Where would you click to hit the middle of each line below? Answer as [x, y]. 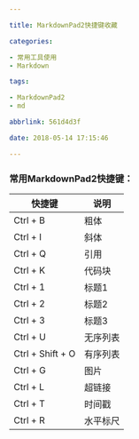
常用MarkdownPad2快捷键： [71, 179]
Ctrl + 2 [30, 303]
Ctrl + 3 [30, 320]
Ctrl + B [30, 220]
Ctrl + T [30, 403]
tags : [19, 82]
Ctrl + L [29, 387]
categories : [31, 41]
